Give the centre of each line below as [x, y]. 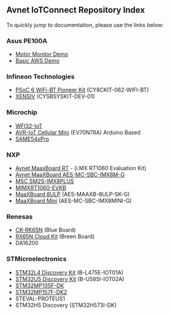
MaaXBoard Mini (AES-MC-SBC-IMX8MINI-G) [73, 201]
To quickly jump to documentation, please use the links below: [85, 25]
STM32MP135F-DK [40, 286]
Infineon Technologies [41, 77]
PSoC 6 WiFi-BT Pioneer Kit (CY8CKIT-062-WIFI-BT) [82, 90]
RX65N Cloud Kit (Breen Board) [55, 236]
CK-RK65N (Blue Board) [45, 230]
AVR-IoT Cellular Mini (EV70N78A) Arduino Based [78, 132]
